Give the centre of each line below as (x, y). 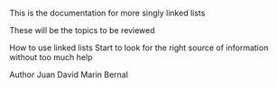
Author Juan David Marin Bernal (69, 74)
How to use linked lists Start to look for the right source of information (139, 48)
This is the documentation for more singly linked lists (107, 13)
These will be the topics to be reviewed (82, 30)
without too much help (51, 57)
